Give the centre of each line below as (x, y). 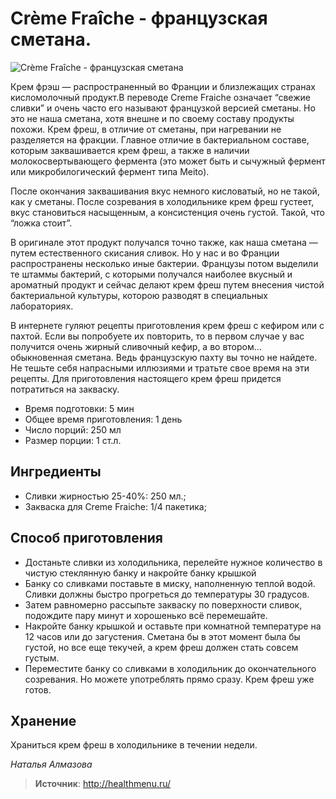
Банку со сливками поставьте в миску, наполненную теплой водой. (170, 583)
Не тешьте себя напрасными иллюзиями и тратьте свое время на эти (160, 368)
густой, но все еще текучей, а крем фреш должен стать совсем (161, 647)
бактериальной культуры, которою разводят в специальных (139, 295)
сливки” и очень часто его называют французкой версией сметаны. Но (163, 108)
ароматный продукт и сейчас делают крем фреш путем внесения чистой (167, 284)
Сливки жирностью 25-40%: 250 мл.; (105, 496)
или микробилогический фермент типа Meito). (110, 171)
